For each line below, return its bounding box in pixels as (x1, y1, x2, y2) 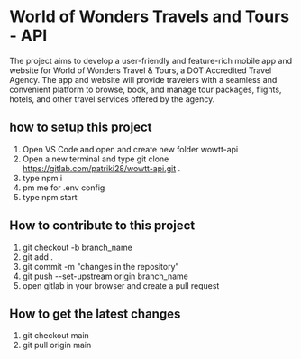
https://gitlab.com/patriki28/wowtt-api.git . (22, 162, 181, 173)
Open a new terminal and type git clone (22, 153, 169, 164)
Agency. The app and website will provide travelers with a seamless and (9, 74, 278, 85)
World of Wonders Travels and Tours (9, 6, 290, 27)
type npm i (22, 172, 63, 183)
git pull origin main (22, 340, 92, 351)
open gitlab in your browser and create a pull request (22, 280, 220, 290)
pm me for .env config (22, 182, 105, 193)
